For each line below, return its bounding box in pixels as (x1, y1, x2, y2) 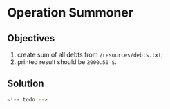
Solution (7, 78, 44, 90)
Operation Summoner (7, 5, 133, 21)
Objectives (7, 32, 55, 44)
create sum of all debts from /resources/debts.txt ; (17, 50, 164, 59)
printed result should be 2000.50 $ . (17, 58, 117, 66)
